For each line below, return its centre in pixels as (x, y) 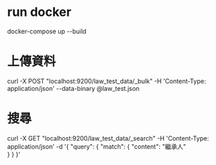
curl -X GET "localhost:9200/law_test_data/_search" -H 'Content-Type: (108, 138)
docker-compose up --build (47, 31)
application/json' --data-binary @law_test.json (73, 88)
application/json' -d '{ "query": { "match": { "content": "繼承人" (97, 146)
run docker (39, 12)
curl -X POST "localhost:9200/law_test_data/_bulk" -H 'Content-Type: (107, 81)
